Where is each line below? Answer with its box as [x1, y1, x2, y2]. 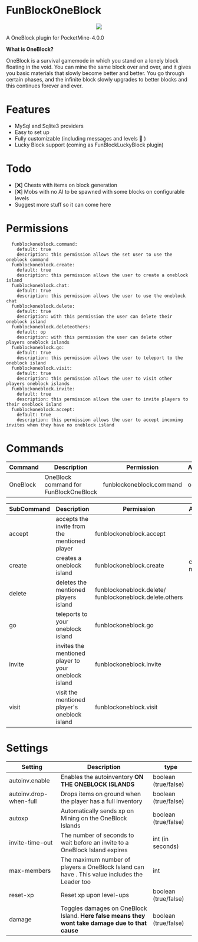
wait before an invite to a [61, 838, 129, 846]
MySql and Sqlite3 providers [14, 122, 84, 129]
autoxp [9, 814, 28, 822]
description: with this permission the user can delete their [16, 314, 173, 320]
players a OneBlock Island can [61, 863, 144, 871]
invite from [55, 522, 85, 530]
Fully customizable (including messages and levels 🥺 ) [14, 135, 146, 142]
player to [55, 656, 81, 664]
